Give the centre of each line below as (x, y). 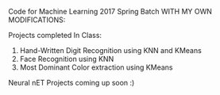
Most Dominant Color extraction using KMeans (96, 67)
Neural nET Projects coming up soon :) (71, 83)
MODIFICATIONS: (37, 20)
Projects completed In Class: (55, 35)
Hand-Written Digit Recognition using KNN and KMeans (111, 50)
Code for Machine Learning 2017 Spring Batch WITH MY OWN (110, 11)
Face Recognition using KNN (67, 59)
